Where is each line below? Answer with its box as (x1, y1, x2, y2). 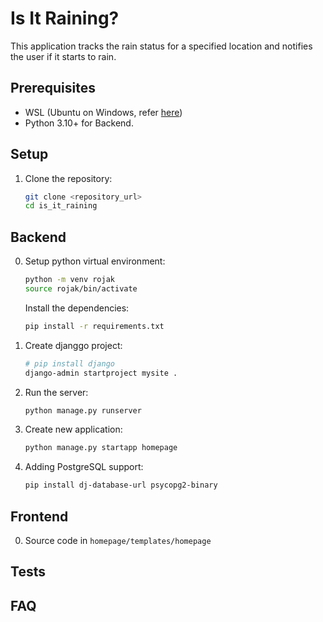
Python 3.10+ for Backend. (24, 117, 134, 129)
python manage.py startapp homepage (24, 443, 178, 453)
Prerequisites (10, 80, 96, 97)
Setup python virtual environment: (24, 255, 166, 267)
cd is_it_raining (24, 201, 98, 211)
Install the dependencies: (24, 302, 130, 314)
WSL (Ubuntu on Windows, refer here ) (24, 106, 183, 118)
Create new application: (24, 423, 123, 436)
